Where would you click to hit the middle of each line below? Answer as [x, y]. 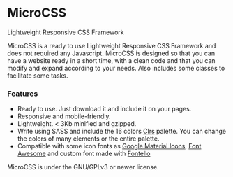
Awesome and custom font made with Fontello [84, 154]
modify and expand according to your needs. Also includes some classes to [116, 68]
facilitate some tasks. [38, 76]
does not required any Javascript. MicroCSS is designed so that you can [111, 53]
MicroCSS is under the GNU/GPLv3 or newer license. [83, 167]
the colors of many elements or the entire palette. [88, 139]
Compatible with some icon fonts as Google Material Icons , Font [109, 146]
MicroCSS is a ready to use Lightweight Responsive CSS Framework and [112, 45]
